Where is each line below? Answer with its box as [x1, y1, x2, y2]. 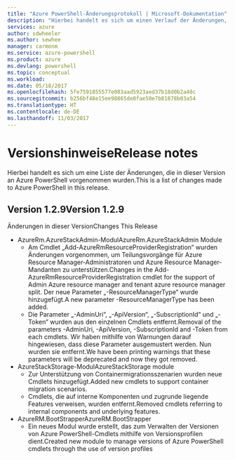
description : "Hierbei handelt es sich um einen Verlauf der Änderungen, [7, 17, 228, 24]
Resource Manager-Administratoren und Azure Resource [27, 258, 192, 267]
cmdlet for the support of [142, 273, 215, 282]
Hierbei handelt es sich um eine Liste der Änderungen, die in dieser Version [7, 168, 226, 176]
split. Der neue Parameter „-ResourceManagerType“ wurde [27, 288, 199, 296]
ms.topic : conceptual [7, 69, 71, 76]
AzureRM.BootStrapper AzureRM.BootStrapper [17, 415, 152, 423]
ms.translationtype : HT [7, 102, 77, 109]
